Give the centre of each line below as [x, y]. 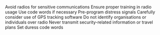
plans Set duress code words [34, 27]
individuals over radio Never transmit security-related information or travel [79, 22]
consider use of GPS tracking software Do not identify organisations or [76, 17]
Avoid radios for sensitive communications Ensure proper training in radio [78, 7]
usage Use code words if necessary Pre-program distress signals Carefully [80, 12]
